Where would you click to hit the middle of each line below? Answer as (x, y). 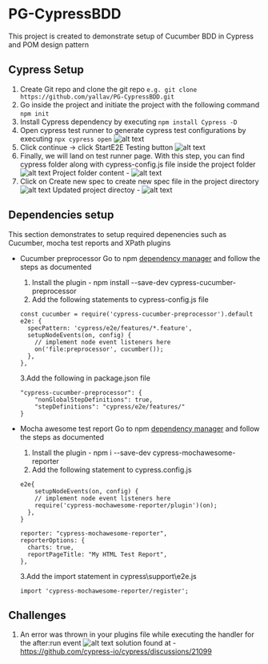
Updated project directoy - (96, 190)
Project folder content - (91, 172)
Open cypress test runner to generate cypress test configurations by (133, 130)
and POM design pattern (49, 44)
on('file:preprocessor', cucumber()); (99, 349)
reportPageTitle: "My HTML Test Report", (98, 554)
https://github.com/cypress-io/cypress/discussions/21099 (116, 652)
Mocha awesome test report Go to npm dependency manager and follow (140, 429)
